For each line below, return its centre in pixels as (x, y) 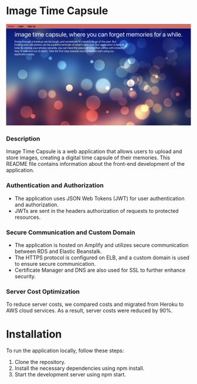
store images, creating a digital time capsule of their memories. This (88, 158)
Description (23, 138)
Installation (34, 334)
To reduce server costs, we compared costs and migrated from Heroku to (95, 305)
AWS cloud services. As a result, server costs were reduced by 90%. (89, 310)
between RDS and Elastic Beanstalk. (58, 251)
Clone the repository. (40, 362)
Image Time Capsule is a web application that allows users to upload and (94, 152)
